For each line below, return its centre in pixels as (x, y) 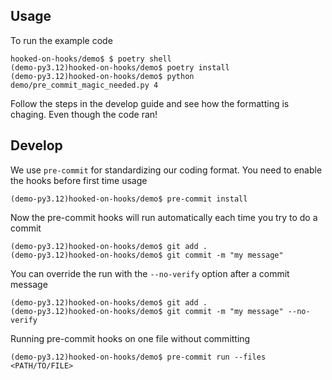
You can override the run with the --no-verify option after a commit (150, 273)
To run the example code (61, 40)
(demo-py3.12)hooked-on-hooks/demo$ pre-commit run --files (138, 357)
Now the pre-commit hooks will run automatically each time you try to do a (164, 217)
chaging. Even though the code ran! (84, 114)
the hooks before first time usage (79, 180)
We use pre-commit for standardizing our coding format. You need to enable (166, 170)
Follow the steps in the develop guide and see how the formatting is (150, 103)
